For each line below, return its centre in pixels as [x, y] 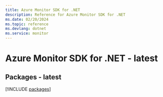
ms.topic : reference [27, 24]
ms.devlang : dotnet [26, 29]
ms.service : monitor [27, 33]
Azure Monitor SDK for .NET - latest [82, 58]
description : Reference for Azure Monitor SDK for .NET [65, 15]
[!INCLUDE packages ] [28, 89]
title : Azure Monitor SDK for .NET [43, 10]
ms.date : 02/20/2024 [27, 19]
